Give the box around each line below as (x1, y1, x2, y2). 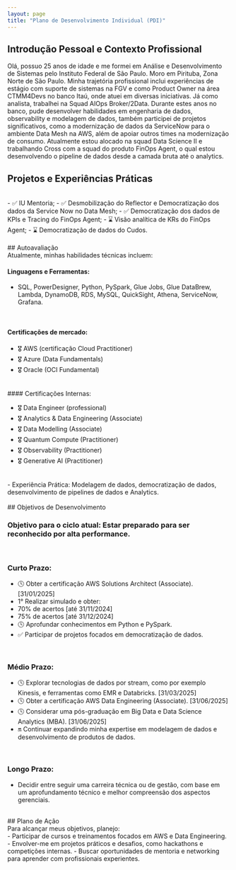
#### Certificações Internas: (7, 389, 92, 398)
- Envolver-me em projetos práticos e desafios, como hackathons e (7, 839, 203, 847)
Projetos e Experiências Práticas (7, 173, 153, 185)
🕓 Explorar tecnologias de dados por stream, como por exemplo (17, 678, 206, 687)
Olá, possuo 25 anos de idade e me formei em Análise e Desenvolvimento (7, 62, 223, 71)
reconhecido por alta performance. (7, 529, 131, 539)
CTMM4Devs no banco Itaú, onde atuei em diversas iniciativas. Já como (7, 92, 218, 100)
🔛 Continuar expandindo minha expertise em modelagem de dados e (17, 725, 218, 733)
